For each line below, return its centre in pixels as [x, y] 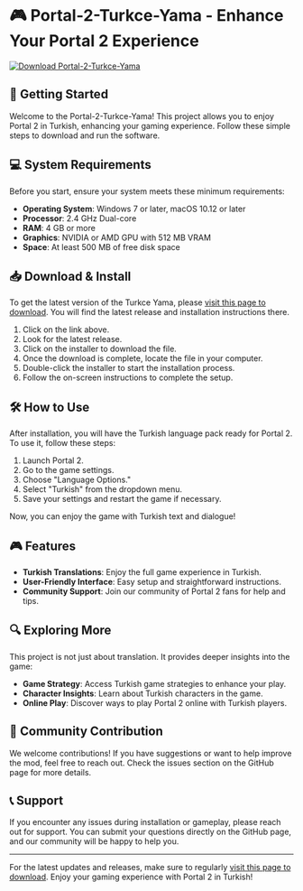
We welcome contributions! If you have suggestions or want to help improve [151, 753]
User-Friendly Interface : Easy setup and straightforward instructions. [152, 582]
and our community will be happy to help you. [94, 841]
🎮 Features [43, 546]
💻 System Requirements [80, 165]
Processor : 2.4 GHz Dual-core [79, 218]
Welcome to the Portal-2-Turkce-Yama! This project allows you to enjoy [142, 116]
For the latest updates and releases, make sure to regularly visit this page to [150, 868]
